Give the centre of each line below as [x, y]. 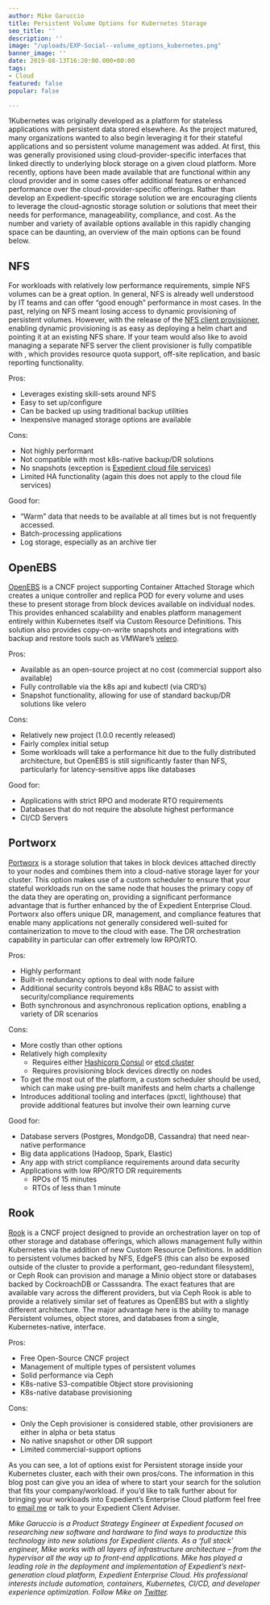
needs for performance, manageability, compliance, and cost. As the [122, 215]
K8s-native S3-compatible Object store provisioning [106, 1383]
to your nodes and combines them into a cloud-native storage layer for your [134, 871]
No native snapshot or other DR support [86, 1440]
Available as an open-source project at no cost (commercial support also [141, 669]
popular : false [34, 91]
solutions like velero [53, 704]
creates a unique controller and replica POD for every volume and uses [126, 595]
